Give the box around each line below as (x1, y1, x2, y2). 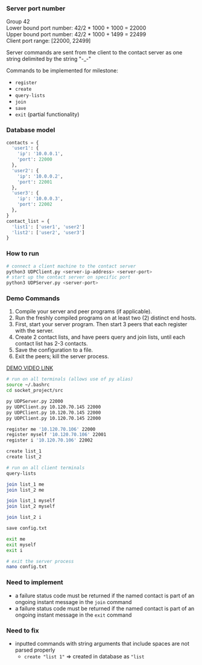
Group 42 (6, 18, 30, 25)
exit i (6, 547, 23, 553)
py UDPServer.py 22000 (6, 399, 63, 405)
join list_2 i (6, 515, 42, 521)
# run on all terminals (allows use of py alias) (6, 376, 134, 382)
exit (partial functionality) (14, 111, 80, 118)
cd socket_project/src (6, 388, 63, 394)
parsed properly (14, 646, 55, 654)
